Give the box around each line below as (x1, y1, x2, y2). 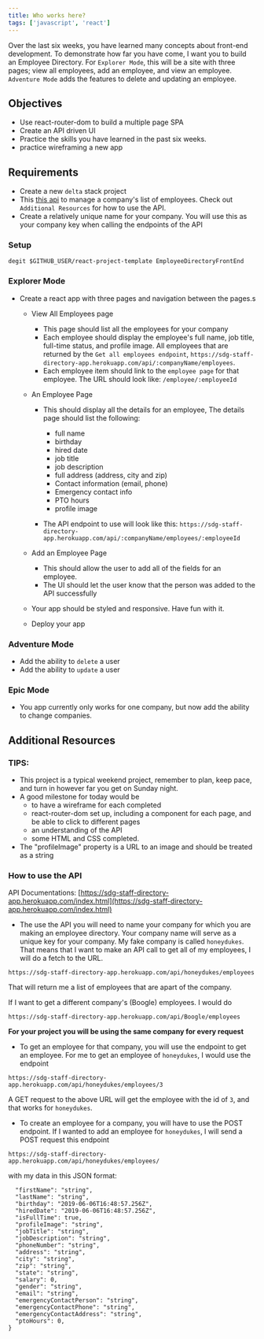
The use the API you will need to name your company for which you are (19, 920, 251, 929)
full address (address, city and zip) (54, 470, 167, 480)
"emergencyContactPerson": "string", (15, 1296, 139, 1304)
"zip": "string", (15, 1262, 72, 1270)
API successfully (42, 588, 97, 598)
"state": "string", (15, 1269, 79, 1277)
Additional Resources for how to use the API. (19, 203, 167, 213)
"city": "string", (15, 1256, 76, 1263)
